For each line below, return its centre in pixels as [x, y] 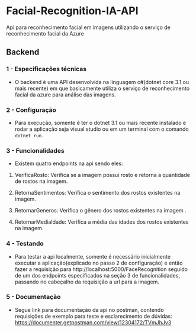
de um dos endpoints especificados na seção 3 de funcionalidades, [97, 275]
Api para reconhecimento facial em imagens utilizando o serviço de [88, 27]
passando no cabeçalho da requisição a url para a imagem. [87, 282]
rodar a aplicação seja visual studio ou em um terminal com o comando [102, 129]
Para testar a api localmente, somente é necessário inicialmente [92, 256]
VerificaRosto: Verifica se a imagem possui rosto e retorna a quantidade [102, 175]
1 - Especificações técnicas [46, 69]
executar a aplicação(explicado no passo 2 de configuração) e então [99, 263]
